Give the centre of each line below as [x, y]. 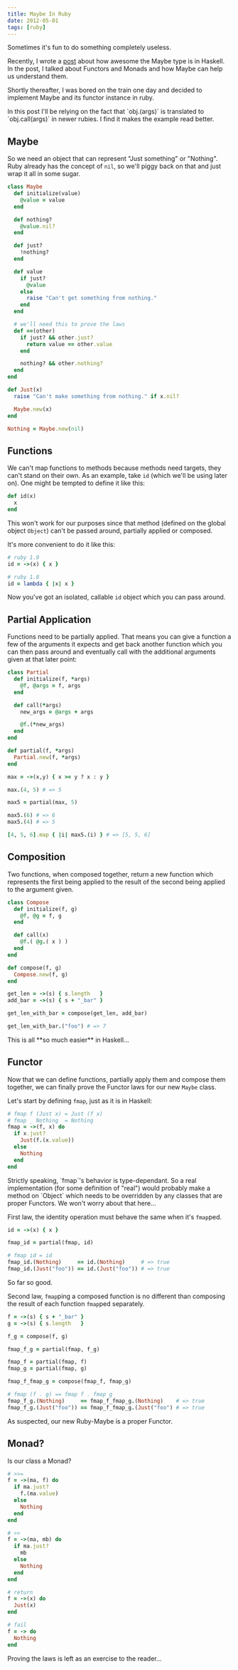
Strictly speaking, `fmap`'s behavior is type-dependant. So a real [102, 1180]
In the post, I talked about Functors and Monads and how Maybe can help [115, 69]
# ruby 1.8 [23, 577]
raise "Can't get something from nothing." [92, 298]
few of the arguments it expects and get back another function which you [115, 644]
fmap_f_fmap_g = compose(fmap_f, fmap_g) [70, 1382]
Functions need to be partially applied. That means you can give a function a [119, 637]
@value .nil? [38, 226]
